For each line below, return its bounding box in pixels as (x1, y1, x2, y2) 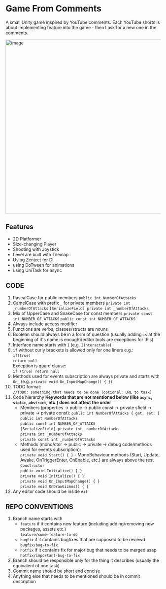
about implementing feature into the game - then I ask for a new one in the (5, 24, 157, 30)
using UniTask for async (12, 267, 62, 273)
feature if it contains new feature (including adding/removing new (20, 521, 154, 527)
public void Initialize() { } (20, 468, 83, 473)
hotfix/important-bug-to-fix (20, 553, 80, 558)
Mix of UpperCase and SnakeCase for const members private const (12, 310, 153, 316)
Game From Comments (5, 3, 101, 14)
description (12, 579, 36, 585)
